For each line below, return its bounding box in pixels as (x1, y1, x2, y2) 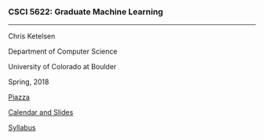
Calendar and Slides (8, 108, 74, 117)
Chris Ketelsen (8, 31, 56, 41)
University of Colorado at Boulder (8, 62, 117, 72)
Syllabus (8, 123, 36, 132)
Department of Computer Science (8, 46, 118, 57)
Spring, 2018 (8, 77, 49, 87)
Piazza (8, 93, 30, 102)
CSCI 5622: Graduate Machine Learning (8, 6, 163, 17)
